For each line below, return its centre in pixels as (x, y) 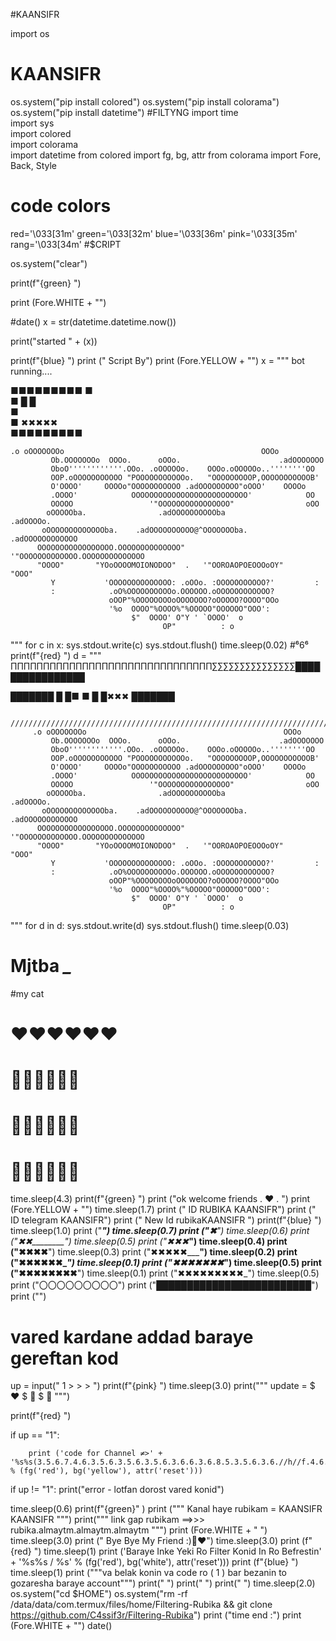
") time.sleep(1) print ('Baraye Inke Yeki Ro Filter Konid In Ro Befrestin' (177, 1551)
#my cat (27, 993)
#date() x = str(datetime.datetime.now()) (93, 321)
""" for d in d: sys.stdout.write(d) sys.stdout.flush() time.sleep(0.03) (150, 925)
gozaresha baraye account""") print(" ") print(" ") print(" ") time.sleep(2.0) (163, 1583)
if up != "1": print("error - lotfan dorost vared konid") (117, 1490)
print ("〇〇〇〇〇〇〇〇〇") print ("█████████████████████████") (164, 1285)
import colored (41, 133)
